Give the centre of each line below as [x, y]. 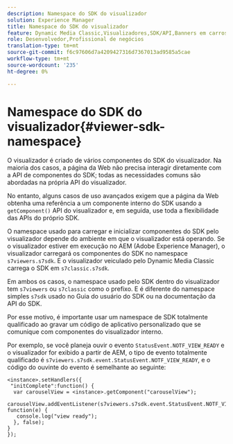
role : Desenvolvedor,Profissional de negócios [76, 39]
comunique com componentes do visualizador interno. [85, 332]
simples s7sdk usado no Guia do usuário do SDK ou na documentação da [112, 296]
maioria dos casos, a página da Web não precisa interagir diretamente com [114, 168]
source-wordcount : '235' [43, 65]
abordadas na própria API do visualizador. [67, 183]
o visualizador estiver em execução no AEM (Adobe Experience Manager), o [116, 246]
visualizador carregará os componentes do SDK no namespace [98, 254]
